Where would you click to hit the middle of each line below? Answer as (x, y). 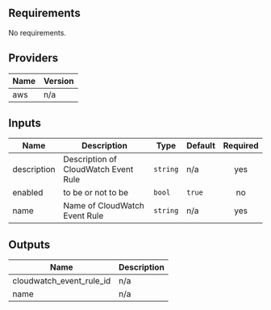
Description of (90, 159)
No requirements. (38, 32)
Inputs (25, 123)
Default (201, 146)
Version (58, 81)
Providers (33, 59)
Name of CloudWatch (104, 206)
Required (241, 146)
